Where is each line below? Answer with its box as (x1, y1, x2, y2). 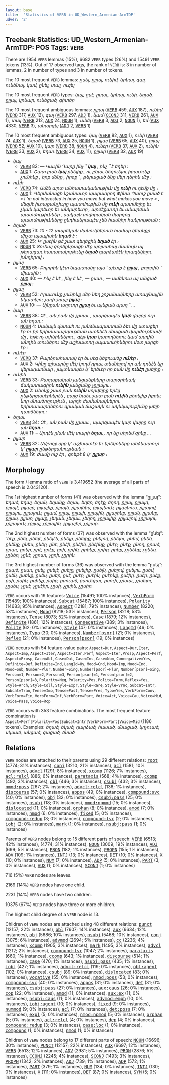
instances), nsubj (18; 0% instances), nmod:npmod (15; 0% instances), (5, 799, 152, 805)
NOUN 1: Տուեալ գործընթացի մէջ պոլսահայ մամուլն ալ (20, 244, 144, 250)
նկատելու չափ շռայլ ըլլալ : (20, 297, 82, 303)
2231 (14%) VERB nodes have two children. (5, 891, 92, 897)
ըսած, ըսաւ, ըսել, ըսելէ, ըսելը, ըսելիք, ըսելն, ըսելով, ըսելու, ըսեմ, (5, 567, 155, 573)
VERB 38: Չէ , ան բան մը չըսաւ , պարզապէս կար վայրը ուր (20, 313, 155, 319)
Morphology (5, 466, 45, 474)
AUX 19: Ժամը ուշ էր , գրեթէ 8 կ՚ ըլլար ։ (20, 451, 107, 457)
